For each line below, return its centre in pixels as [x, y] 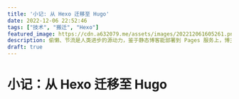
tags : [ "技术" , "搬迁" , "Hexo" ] [53, 27]
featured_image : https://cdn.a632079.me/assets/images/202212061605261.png [122, 34]
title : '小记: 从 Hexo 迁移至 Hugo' [58, 14]
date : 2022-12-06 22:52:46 [47, 21]
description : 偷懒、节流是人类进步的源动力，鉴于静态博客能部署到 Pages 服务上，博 [118, 41]
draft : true [25, 47]
